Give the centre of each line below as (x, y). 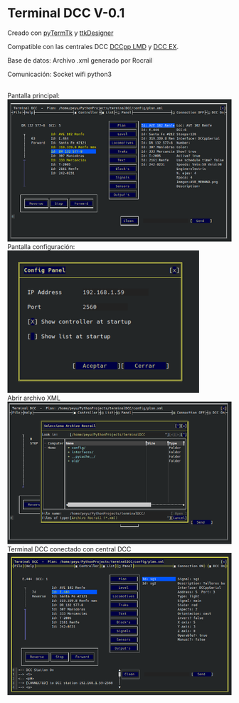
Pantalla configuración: (41, 246)
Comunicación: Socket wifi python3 (60, 74)
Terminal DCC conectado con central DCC (69, 549)
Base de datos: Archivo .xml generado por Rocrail (80, 60)
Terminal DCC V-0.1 (66, 13)
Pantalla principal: (34, 95)
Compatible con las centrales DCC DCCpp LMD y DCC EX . (93, 46)
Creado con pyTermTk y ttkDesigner (60, 33)
